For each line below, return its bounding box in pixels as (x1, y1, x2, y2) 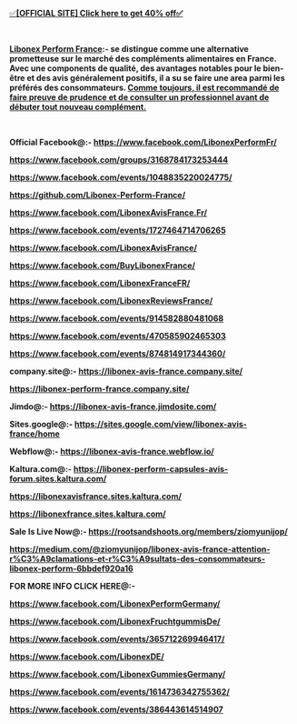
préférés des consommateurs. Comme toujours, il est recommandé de (9, 82, 280, 93)
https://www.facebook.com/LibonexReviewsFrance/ (9, 296, 213, 306)
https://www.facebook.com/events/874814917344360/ (9, 348, 226, 358)
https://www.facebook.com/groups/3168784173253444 (9, 155, 229, 165)
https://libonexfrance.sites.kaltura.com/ (9, 508, 166, 519)
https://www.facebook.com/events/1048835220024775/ (9, 172, 233, 183)
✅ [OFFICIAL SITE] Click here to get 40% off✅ (9, 8, 183, 18)
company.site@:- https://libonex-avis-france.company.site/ (9, 366, 243, 377)
